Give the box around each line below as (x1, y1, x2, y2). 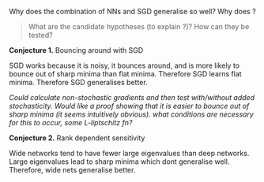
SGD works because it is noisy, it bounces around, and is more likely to (9, 61, 240, 70)
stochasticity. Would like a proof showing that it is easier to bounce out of (9, 102, 250, 110)
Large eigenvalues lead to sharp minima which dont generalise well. (9, 157, 230, 166)
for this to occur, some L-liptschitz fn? (9, 118, 133, 127)
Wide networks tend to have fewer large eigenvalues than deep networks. (9, 149, 250, 158)
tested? (28, 31, 54, 39)
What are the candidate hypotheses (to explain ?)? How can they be (28, 22, 250, 31)
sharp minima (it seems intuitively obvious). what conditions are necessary (9, 110, 254, 119)
